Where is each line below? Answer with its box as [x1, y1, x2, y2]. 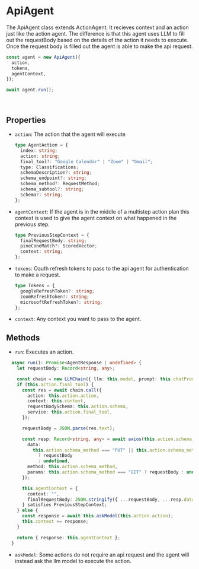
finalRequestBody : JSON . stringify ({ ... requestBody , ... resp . [27, 497, 184, 503]
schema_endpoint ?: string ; [20, 175, 87, 182]
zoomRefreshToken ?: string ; [20, 294, 90, 300]
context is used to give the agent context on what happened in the [14, 214, 177, 221]
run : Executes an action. [14, 348, 74, 355]
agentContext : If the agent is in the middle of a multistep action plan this [14, 208, 190, 215]
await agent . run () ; [6, 87, 54, 93]
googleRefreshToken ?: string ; [20, 288, 95, 294]
